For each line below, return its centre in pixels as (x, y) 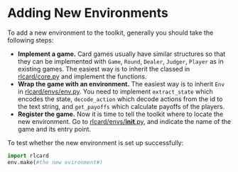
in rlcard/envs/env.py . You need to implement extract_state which (115, 91)
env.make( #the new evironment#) (55, 162)
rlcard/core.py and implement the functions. (82, 76)
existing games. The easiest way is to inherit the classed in (104, 69)
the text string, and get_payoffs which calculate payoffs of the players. (121, 106)
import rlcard (28, 156)
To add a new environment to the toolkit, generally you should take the (110, 33)
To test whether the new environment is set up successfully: (96, 142)
